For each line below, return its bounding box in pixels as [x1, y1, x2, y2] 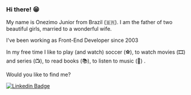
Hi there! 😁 [6, 5, 40, 14]
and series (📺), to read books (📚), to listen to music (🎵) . [6, 57, 146, 64]
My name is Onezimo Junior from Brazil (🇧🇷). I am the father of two [6, 19, 173, 26]
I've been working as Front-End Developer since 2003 [6, 37, 138, 44]
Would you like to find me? [6, 71, 71, 78]
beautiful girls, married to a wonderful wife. [6, 25, 112, 32]
